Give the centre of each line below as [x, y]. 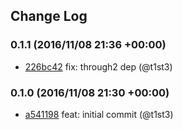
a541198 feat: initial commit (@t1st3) [99, 114]
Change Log [49, 16]
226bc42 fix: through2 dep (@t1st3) [98, 66]
